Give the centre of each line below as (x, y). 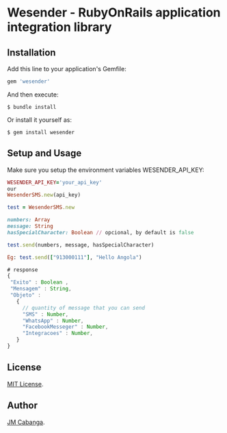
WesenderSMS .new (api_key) (44, 195)
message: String (30, 226)
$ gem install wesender (41, 132)
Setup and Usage (44, 153)
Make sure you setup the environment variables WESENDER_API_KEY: (106, 170)
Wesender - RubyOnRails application (114, 13)
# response (23, 270)
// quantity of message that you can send (84, 308)
